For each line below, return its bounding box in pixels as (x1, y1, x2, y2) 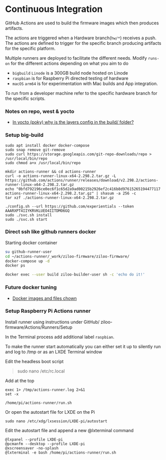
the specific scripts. (5, 95, 46, 101)
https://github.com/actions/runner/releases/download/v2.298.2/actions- (5, 178, 159, 183)
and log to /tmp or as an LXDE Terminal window (5, 349, 103, 355)
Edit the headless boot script (5, 358, 64, 364)
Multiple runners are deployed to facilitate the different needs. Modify (5, 55, 147, 61)
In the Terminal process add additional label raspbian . (5, 334, 115, 340)
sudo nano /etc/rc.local (17, 368, 65, 374)
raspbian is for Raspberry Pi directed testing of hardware (12, 75, 129, 81)
